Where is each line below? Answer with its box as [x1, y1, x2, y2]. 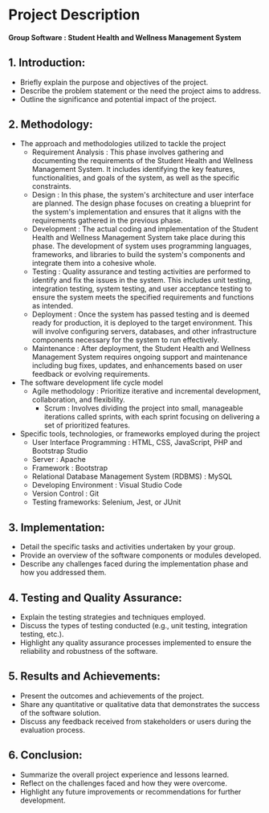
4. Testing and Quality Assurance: [8, 590, 182, 604]
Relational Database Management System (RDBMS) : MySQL [31, 472, 233, 481]
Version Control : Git [31, 488, 99, 499]
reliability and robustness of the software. [19, 647, 158, 656]
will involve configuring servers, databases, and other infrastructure [31, 327, 257, 337]
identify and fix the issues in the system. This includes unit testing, [31, 276, 253, 285]
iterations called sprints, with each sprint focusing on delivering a [43, 412, 260, 422]
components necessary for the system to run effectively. [31, 335, 219, 345]
